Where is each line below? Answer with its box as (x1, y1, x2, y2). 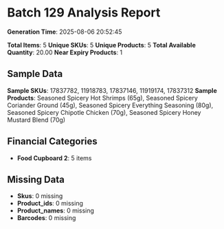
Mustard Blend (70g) (7, 116, 66, 124)
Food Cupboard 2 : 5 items (16, 153, 92, 162)
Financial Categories (7, 135, 98, 147)
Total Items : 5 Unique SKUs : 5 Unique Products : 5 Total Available (7, 41, 196, 49)
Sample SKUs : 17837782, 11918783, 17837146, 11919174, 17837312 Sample (7, 86, 218, 94)
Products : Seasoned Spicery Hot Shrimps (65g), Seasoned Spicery (7, 94, 198, 102)
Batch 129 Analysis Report (7, 5, 161, 21)
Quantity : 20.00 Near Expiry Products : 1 (7, 48, 123, 56)
